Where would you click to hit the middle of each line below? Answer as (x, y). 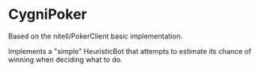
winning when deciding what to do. (65, 59)
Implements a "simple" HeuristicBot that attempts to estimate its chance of (130, 51)
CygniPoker (48, 14)
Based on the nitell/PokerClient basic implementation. (95, 36)
